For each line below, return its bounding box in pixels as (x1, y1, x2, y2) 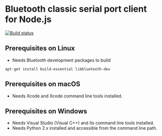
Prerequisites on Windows (5, 107, 87, 115)
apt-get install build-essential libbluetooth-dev (5, 67, 111, 71)
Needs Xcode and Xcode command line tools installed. (12, 93, 123, 99)
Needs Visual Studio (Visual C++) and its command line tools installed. (12, 120, 154, 126)
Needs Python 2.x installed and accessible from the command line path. (12, 125, 158, 131)
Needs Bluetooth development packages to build (12, 57, 111, 63)
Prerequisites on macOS (5, 80, 81, 89)
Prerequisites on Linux (5, 44, 75, 52)
